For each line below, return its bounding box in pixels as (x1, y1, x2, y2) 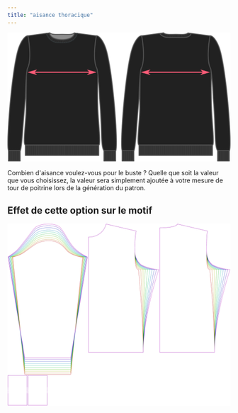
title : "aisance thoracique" (7, 11, 93, 18)
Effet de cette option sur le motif (7, 204, 153, 216)
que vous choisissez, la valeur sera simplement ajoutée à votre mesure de (7, 176, 223, 185)
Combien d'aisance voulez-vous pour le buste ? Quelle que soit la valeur (7, 169, 219, 177)
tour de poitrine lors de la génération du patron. (7, 184, 146, 192)
